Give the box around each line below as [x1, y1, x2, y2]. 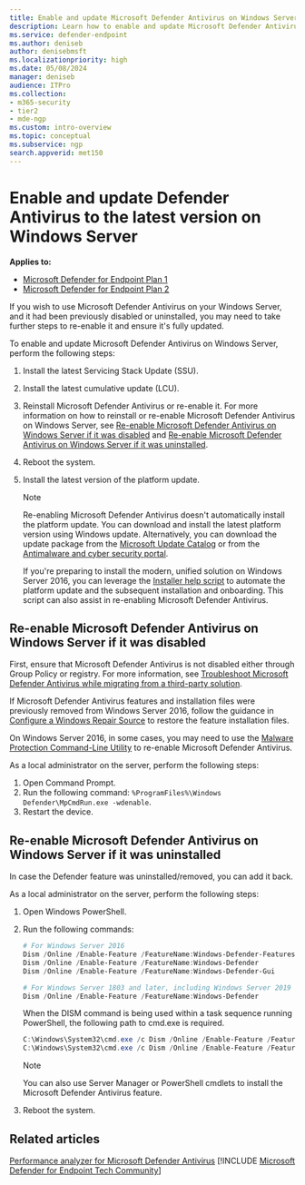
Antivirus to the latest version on [9, 206, 261, 227]
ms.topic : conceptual [9, 132, 92, 141]
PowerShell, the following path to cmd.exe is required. [22, 1018, 225, 1029]
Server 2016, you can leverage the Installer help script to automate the [22, 575, 286, 586]
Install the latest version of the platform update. [22, 474, 200, 485]
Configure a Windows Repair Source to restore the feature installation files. [9, 715, 290, 726]
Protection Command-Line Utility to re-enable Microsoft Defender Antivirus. [9, 742, 293, 754]
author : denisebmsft [9, 47, 88, 56]
